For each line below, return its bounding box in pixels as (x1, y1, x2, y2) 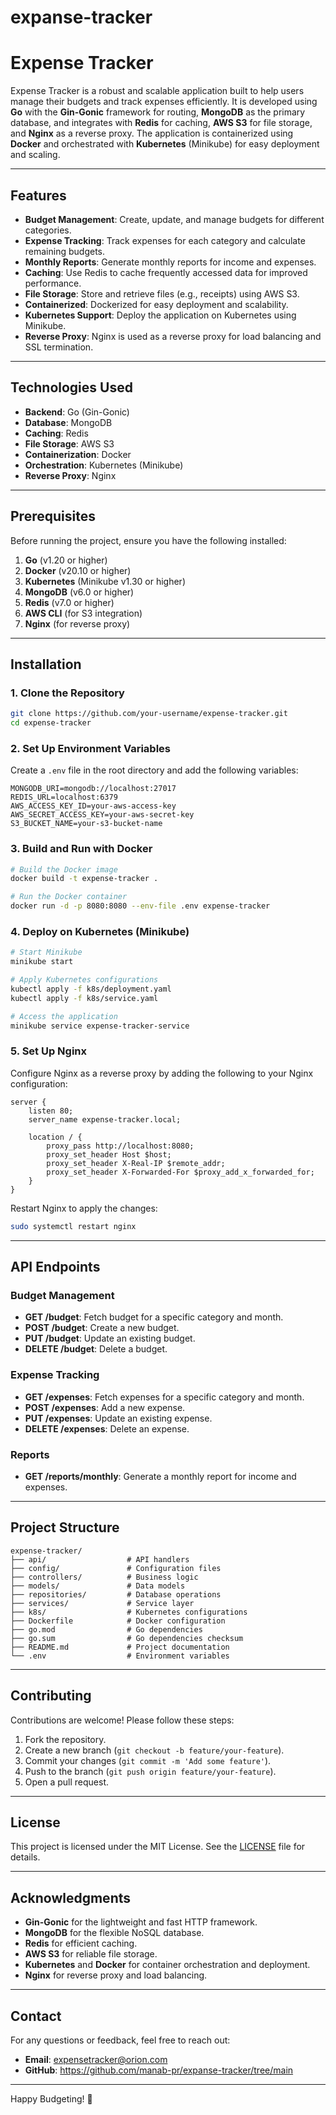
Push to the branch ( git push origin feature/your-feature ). (24, 1765, 277, 1777)
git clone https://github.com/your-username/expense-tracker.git (10, 709, 288, 719)
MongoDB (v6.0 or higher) (24, 586, 135, 598)
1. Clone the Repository (10, 686, 125, 700)
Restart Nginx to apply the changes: (10, 1202, 158, 1214)
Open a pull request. (24, 1776, 110, 1788)
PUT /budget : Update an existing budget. (24, 1332, 196, 1345)
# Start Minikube (10, 947, 83, 958)
